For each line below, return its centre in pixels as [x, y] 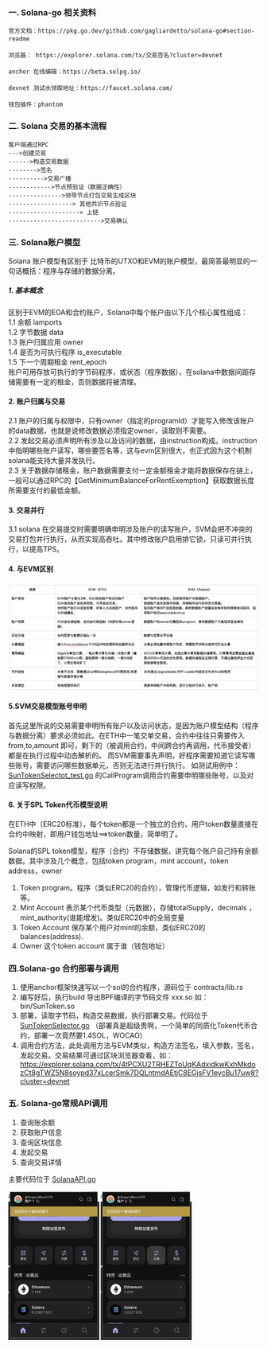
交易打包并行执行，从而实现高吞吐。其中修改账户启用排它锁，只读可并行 [126, 540]
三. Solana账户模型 [44, 242]
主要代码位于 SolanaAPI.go [52, 1179]
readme [19, 39]
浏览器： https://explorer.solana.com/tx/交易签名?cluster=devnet [116, 56]
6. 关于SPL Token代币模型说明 [58, 805]
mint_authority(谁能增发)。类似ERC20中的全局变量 [102, 917]
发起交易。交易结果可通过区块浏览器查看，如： [96, 1055]
